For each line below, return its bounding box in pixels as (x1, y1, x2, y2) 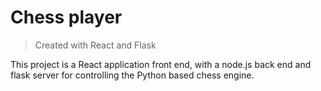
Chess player (10, 6, 123, 29)
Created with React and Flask (34, 39, 157, 51)
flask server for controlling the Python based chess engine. (10, 69, 255, 81)
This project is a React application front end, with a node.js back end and (10, 58, 312, 70)
